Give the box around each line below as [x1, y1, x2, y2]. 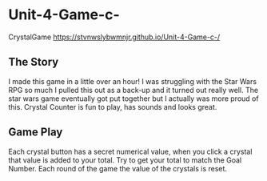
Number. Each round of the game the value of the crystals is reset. [8, 163, 228, 173]
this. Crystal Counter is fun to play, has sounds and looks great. [8, 102, 217, 111]
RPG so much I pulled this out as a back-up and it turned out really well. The [8, 85, 258, 95]
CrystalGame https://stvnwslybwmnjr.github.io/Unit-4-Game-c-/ [8, 32, 221, 42]
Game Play [8, 126, 63, 139]
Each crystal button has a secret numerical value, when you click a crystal [8, 147, 253, 156]
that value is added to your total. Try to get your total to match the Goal [8, 155, 242, 165]
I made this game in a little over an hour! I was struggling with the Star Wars [8, 76, 257, 86]
